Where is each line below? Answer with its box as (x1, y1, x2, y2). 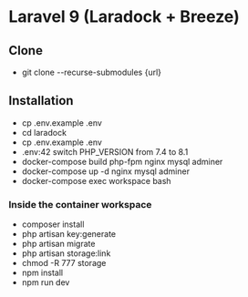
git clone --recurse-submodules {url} (21, 67, 161, 77)
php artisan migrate (21, 239, 96, 250)
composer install (21, 219, 85, 230)
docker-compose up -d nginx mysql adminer (21, 166, 191, 177)
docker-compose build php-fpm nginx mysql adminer (21, 156, 223, 167)
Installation (8, 93, 74, 108)
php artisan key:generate (21, 229, 117, 240)
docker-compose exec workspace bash (21, 175, 171, 186)
